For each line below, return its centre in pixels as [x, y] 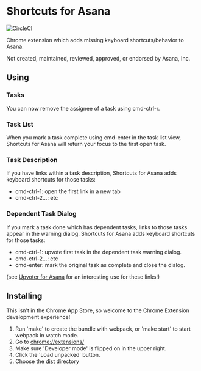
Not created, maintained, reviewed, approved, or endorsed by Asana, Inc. [98, 58]
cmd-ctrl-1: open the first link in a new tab [68, 191]
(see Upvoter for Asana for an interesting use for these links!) [83, 277]
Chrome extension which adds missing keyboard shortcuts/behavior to [95, 40]
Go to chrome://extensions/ [50, 342]
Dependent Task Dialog [42, 214]
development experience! [38, 317]
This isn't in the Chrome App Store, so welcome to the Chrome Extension [98, 310]
